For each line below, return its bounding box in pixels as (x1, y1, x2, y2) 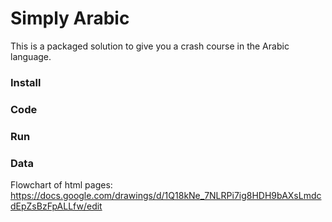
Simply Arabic (10, 7, 130, 30)
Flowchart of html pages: (10, 179, 113, 191)
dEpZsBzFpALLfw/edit (10, 200, 103, 212)
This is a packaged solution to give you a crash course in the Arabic (10, 40, 290, 52)
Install (10, 75, 42, 89)
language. (10, 50, 52, 62)
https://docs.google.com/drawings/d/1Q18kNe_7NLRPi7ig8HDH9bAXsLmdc (10, 190, 322, 201)
